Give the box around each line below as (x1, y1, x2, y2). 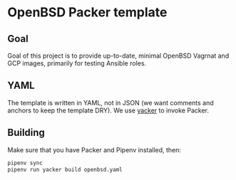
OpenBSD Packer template (7, 4, 168, 21)
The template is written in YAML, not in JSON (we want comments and (7, 98, 214, 107)
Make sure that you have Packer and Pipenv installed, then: (7, 145, 182, 154)
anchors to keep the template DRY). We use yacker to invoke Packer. (7, 106, 209, 115)
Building (7, 127, 45, 139)
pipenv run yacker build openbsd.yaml (7, 166, 123, 173)
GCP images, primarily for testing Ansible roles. (7, 59, 147, 68)
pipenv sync (7, 159, 43, 166)
